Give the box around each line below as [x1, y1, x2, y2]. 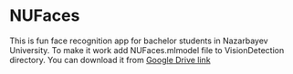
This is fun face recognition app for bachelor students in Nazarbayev [9, 35, 268, 46]
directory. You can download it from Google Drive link [9, 54, 212, 65]
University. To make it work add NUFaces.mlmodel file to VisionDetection [9, 44, 285, 55]
